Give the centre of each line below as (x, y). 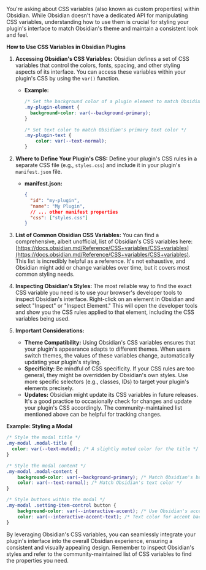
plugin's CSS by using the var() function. (67, 78)
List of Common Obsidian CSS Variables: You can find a (87, 235)
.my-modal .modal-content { (42, 471)
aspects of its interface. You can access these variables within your (101, 72)
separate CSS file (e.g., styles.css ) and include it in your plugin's (98, 165)
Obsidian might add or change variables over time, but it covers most (102, 268)
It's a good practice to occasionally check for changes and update (108, 401)
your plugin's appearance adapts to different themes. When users (108, 349)
